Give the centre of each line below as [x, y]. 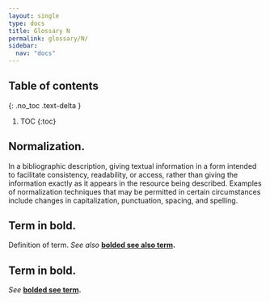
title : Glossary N [39, 31]
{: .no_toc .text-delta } [45, 105]
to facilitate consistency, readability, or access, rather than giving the [123, 174]
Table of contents [53, 86]
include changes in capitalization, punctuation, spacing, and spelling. [123, 200]
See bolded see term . [45, 290]
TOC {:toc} [38, 121]
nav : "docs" [36, 53]
